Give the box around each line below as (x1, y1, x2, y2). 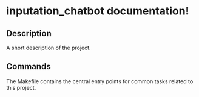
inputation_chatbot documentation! (6, 4, 189, 18)
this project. (6, 84, 36, 91)
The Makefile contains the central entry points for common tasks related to (6, 77, 194, 85)
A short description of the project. (6, 44, 91, 51)
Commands (6, 61, 52, 72)
